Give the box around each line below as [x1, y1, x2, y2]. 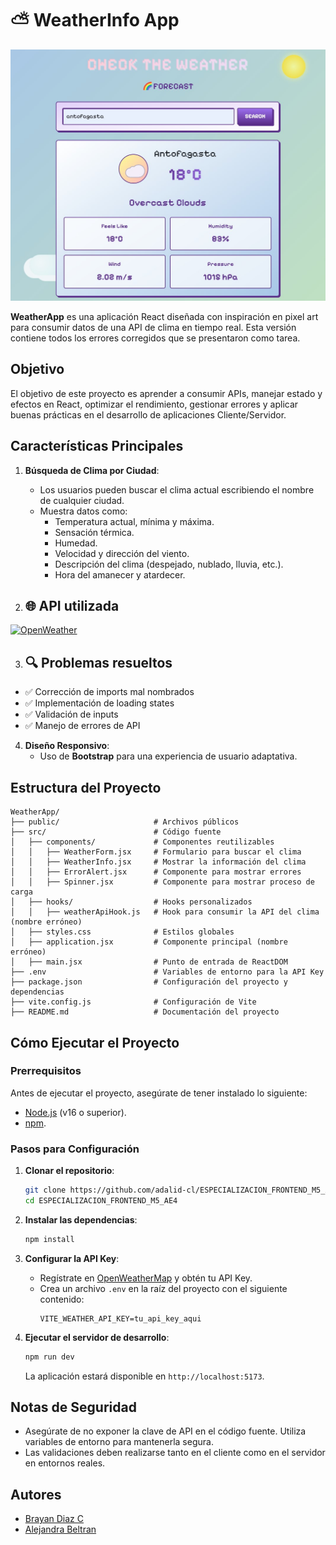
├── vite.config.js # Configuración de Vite [10, 997, 257, 1007]
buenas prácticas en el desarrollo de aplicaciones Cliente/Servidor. [10, 408, 287, 421]
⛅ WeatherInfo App [10, 9, 180, 32]
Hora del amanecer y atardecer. [54, 568, 186, 581]
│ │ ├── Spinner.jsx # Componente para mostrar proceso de [10, 877, 315, 887]
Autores [10, 1486, 62, 1503]
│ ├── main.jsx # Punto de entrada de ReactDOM [10, 957, 288, 967]
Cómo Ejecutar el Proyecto [10, 1034, 180, 1051]
